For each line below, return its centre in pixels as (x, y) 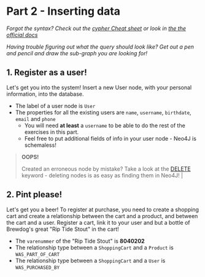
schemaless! (40, 145)
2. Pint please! (34, 195)
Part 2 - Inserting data (64, 11)
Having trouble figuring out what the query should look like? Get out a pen (100, 47)
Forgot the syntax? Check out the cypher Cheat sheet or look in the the (96, 28)
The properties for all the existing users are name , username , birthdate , (103, 112)
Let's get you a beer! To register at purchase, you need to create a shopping (103, 209)
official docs (22, 34)
